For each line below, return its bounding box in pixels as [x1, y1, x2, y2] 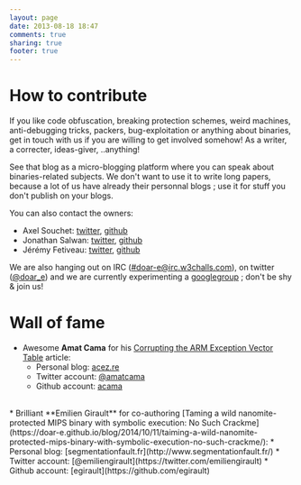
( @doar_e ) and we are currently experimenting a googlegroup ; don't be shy [9, 271, 293, 282]
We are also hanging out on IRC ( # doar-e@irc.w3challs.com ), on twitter [9, 262, 275, 273]
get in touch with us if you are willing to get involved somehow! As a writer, [9, 134, 287, 145]
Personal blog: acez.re [35, 361, 120, 372]
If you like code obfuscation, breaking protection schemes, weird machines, [9, 115, 291, 126]
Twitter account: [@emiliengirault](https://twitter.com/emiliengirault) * [9, 456, 269, 466]
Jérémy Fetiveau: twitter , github [22, 244, 141, 255]
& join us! [9, 281, 44, 292]
